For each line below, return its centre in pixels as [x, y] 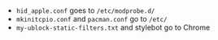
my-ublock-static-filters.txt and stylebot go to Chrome [113, 27]
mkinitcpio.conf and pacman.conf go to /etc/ [92, 18]
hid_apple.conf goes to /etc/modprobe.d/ [85, 10]
